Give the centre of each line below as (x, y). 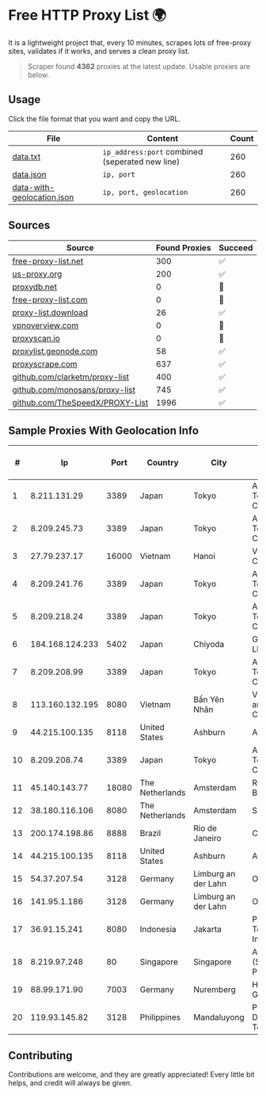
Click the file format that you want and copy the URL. (94, 119)
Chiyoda (209, 644)
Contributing (40, 1055)
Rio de (205, 828)
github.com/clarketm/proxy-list (70, 377)
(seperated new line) (141, 162)
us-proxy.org (37, 274)
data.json (29, 174)
